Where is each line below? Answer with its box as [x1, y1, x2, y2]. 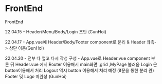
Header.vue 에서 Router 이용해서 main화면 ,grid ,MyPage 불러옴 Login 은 [15, 61, 157, 67]
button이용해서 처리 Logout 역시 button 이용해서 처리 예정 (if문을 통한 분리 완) [5, 67, 154, 73]
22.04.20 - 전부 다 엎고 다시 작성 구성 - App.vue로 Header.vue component [5, 55, 150, 61]
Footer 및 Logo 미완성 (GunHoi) [5, 73, 67, 79]
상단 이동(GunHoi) [9, 45, 45, 51]
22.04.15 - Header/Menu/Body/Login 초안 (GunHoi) [5, 28, 107, 34]
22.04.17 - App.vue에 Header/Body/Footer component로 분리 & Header [5, 39, 146, 45]
